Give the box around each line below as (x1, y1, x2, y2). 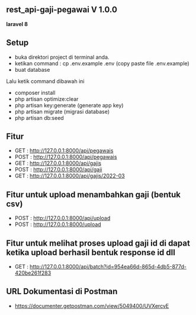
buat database (14, 66, 50, 73)
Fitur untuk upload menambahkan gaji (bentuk (6, 189, 181, 199)
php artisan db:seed (14, 114, 64, 121)
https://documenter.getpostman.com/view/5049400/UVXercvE (14, 302, 169, 309)
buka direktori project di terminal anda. (14, 53, 110, 61)
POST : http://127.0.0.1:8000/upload (14, 221, 102, 228)
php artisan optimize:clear (14, 95, 79, 103)
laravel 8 (6, 20, 28, 27)
